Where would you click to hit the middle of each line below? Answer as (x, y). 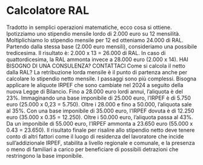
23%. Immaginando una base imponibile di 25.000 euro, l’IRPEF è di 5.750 (98, 98)
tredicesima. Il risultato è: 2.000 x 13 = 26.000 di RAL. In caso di (86, 53)
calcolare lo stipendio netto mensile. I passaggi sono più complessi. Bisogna (101, 79)
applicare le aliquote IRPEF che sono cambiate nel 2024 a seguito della (95, 85)
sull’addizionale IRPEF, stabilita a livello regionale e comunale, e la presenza (101, 143)
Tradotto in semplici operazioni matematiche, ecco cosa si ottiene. (89, 27)
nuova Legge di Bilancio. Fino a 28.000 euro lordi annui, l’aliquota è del (95, 91)
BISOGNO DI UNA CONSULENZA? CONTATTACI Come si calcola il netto (96, 66)
